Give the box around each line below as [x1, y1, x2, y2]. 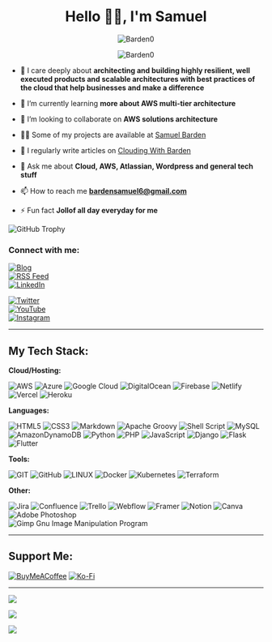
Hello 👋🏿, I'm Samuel [65, 7, 207, 26]
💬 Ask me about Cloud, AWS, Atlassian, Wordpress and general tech [19, 161, 253, 171]
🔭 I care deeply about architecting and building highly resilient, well [19, 65, 251, 75]
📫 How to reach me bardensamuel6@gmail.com [19, 186, 188, 195]
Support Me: [8, 550, 73, 563]
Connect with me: [8, 244, 80, 255]
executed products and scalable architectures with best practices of [19, 74, 256, 83]
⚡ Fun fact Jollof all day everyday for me [19, 205, 158, 215]
